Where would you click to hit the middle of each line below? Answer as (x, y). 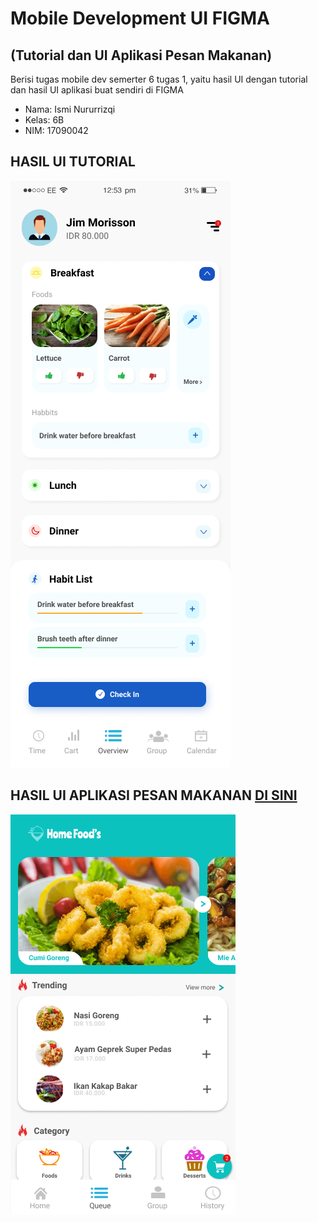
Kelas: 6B (44, 120)
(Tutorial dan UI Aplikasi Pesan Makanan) (141, 55)
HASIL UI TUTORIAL (73, 162)
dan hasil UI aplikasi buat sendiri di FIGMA (97, 90)
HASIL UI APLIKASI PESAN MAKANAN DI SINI (154, 795)
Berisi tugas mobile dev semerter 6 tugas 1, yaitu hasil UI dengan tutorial (159, 79)
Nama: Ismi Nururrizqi (70, 109)
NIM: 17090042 (56, 130)
